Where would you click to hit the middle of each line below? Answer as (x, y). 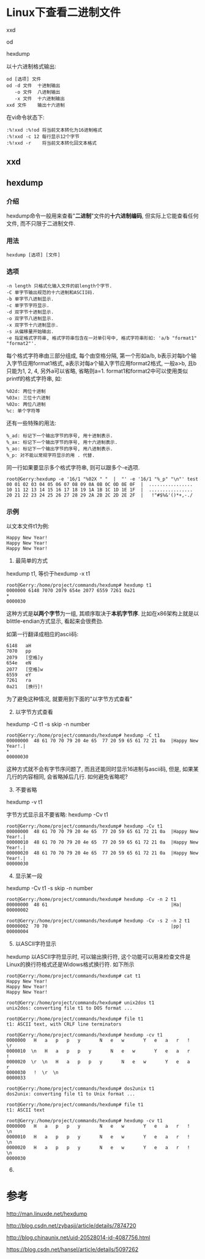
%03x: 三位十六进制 (28, 398)
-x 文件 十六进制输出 (40, 99)
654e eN (19, 663)
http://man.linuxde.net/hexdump (47, 1214)
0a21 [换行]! (25, 687)
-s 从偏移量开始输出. (30, 332)
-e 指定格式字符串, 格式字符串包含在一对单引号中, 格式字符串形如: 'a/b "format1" (102, 338)
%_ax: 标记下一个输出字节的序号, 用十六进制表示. (62, 442)
